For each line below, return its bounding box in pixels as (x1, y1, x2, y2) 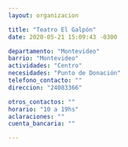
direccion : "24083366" (8, 83, 82, 91)
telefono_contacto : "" (8, 76, 82, 84)
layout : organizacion (8, 11, 79, 20)
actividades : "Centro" (8, 62, 82, 70)
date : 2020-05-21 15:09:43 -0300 (8, 33, 118, 41)
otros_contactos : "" (8, 97, 76, 106)
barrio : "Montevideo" (8, 54, 79, 63)
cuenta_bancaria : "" (8, 119, 76, 128)
